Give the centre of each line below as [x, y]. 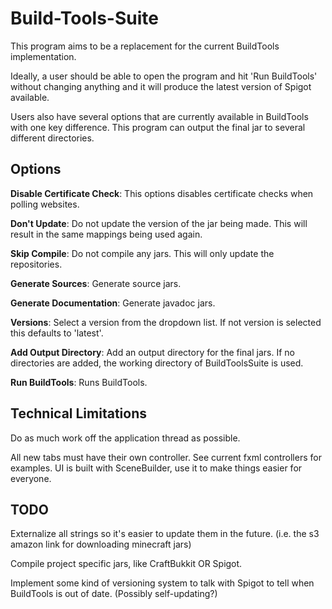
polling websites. [45, 204]
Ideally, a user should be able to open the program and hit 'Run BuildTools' [164, 76]
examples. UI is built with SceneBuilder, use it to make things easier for [156, 468]
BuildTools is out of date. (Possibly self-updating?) [114, 594]
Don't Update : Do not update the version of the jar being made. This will [159, 223]
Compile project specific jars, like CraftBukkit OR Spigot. [126, 564]
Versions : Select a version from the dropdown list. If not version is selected [166, 322]
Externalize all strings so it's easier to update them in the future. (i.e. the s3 [165, 534]
